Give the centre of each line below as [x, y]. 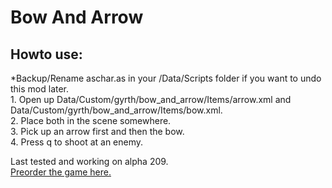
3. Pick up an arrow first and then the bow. [97, 131]
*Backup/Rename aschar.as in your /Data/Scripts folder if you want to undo [166, 78]
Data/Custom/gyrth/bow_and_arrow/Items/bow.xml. [116, 110]
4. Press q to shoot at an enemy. [77, 142]
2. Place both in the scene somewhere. [91, 120]
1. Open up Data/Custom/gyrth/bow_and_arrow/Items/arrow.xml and [151, 99]
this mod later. [40, 89]
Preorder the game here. [61, 172]
